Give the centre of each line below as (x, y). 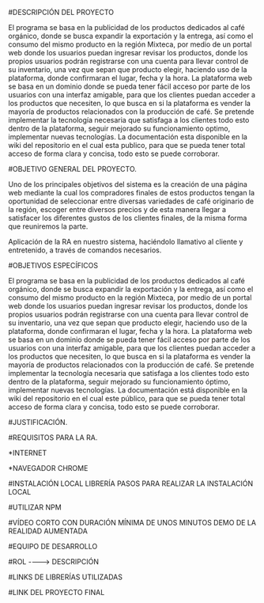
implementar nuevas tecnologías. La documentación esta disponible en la (128, 137)
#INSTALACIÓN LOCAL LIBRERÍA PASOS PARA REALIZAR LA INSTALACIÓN (131, 484)
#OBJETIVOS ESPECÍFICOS (53, 265)
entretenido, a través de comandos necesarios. (85, 250)
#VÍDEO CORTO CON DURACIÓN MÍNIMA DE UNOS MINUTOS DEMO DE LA (132, 523)
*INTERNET (28, 453)
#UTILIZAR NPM (35, 507)
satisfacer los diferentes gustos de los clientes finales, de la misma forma (128, 218)
